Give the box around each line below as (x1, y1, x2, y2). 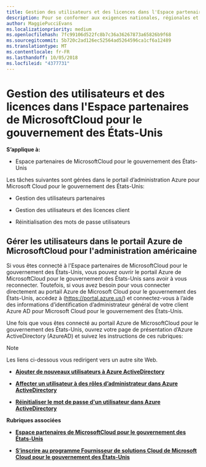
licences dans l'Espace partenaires (6, 99, 189, 113)
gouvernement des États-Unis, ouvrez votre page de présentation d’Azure (6, 326, 193, 333)
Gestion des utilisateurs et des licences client (15, 207, 130, 214)
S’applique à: (6, 146, 41, 153)
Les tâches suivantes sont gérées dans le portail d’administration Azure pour (6, 176, 200, 184)
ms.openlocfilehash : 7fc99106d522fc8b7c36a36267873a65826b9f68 (6, 32, 172, 38)
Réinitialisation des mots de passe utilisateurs (15, 218, 131, 226)
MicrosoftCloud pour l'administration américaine (6, 246, 197, 256)
